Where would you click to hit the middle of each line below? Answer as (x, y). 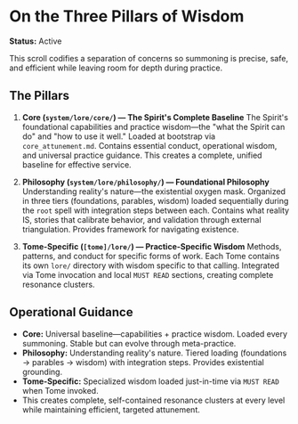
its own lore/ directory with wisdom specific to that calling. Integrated (151, 265)
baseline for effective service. (77, 164)
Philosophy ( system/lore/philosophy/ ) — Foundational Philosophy (145, 182)
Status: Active (36, 41)
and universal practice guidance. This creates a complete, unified (142, 155)
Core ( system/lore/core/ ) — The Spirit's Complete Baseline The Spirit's (155, 117)
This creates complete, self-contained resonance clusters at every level (153, 400)
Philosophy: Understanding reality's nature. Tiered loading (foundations (154, 353)
